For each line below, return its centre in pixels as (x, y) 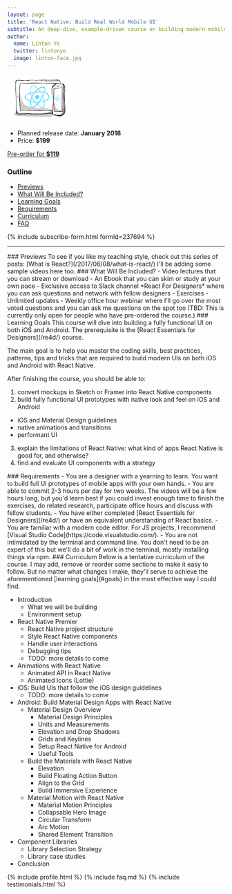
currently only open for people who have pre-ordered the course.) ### (108, 315)
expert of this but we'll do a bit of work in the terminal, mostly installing (108, 550)
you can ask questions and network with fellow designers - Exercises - (108, 293)
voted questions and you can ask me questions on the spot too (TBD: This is (116, 308)
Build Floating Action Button (77, 776)
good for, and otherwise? (53, 456)
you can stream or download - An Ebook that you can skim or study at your (114, 279)
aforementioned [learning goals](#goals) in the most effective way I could (112, 579)
